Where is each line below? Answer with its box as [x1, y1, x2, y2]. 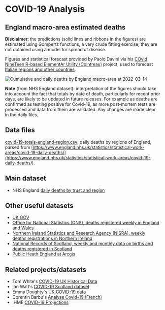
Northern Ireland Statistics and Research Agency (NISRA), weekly [12, 230, 146, 236]
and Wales [12, 225, 34, 231]
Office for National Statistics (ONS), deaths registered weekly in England [12, 220, 160, 226]
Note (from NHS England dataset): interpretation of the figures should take [5, 86, 157, 92]
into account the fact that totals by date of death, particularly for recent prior [5, 91, 161, 96]
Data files [5, 126, 35, 134]
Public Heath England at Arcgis [12, 251, 75, 257]
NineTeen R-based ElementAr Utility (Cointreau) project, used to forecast [5, 62, 153, 67]
